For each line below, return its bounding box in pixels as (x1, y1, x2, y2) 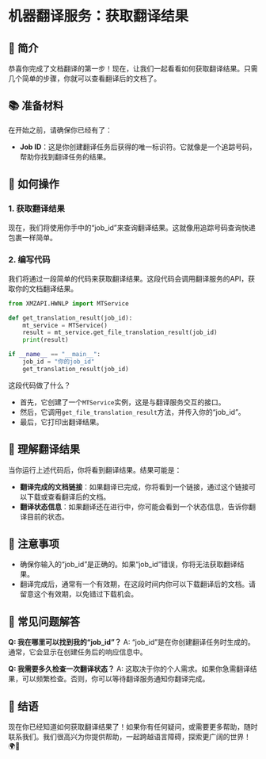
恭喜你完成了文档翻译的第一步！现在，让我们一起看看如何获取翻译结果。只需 (8, 64, 258, 73)
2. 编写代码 (8, 255, 51, 266)
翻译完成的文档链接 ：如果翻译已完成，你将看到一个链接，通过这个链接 (19, 481, 249, 492)
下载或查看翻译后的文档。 (26, 492, 111, 501)
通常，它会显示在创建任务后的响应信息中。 (8, 647, 147, 657)
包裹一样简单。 (8, 232, 57, 242)
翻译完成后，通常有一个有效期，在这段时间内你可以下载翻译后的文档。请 (19, 580, 256, 589)
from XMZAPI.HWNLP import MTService (8, 299, 129, 308)
